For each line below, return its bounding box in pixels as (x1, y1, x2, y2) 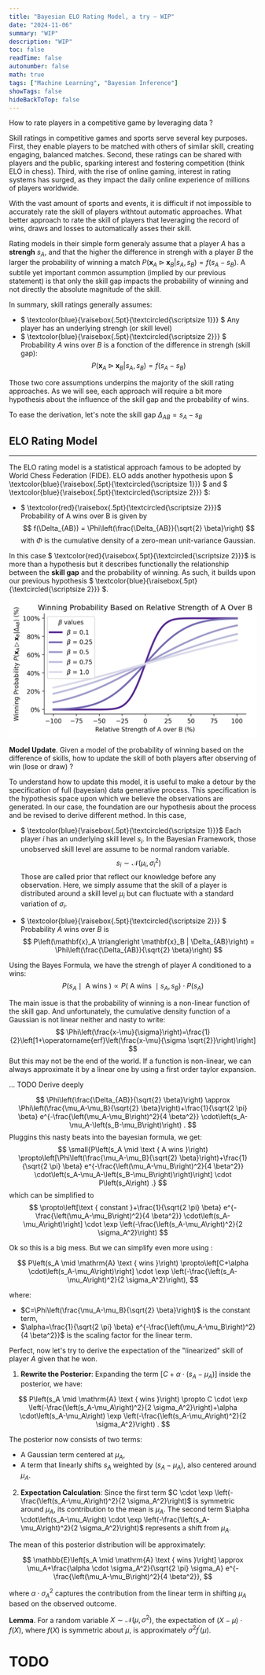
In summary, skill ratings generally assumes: (9, 300, 153, 309)
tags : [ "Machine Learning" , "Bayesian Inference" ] (9, 79, 179, 87)
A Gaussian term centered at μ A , (20, 1450, 125, 1462)
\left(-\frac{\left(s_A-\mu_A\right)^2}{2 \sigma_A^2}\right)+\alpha (28, 1403, 238, 1412)
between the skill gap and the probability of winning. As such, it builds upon (9, 568, 256, 577)
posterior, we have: (20, 1379, 83, 1389)
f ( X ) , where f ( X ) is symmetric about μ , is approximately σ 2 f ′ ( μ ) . (9, 1624, 212, 1635)
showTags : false (9, 87, 62, 95)
